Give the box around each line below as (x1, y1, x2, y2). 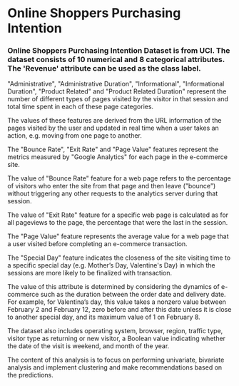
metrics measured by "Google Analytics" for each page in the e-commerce (7, 153, 228, 161)
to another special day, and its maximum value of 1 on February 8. (7, 313, 201, 322)
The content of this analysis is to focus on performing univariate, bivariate (7, 355, 225, 365)
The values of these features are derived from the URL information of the (7, 116, 222, 125)
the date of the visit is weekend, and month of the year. (7, 342, 170, 350)
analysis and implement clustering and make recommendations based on (7, 363, 223, 372)
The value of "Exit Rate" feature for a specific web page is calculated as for (7, 210, 229, 219)
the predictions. (7, 371, 54, 380)
